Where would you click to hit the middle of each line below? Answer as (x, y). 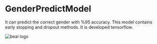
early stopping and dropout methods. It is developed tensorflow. (69, 27)
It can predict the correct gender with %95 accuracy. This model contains (79, 22)
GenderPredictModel (48, 9)
